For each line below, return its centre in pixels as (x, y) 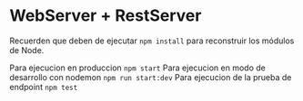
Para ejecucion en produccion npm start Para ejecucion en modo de (137, 68)
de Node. (27, 50)
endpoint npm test (44, 87)
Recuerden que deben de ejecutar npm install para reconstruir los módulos (152, 41)
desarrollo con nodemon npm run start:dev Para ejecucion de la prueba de (151, 77)
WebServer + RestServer (106, 16)
